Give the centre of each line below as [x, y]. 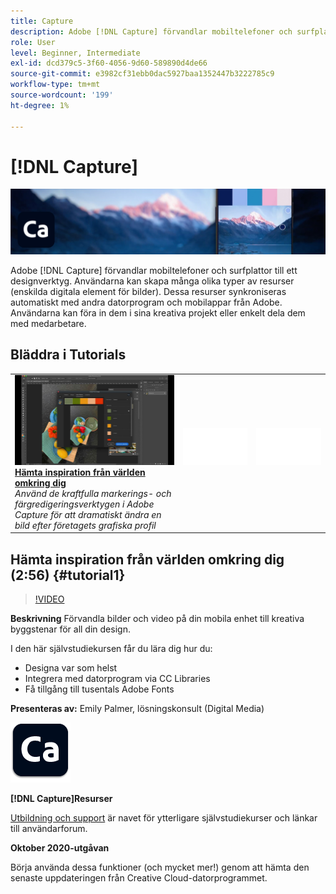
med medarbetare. [48, 323]
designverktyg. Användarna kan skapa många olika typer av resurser [152, 281]
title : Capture [42, 21]
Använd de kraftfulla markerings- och [93, 493]
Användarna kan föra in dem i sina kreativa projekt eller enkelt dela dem [158, 312]
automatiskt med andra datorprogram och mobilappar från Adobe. [146, 302]
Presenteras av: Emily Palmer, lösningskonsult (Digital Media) [137, 708]
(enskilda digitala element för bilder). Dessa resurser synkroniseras [148, 291]
